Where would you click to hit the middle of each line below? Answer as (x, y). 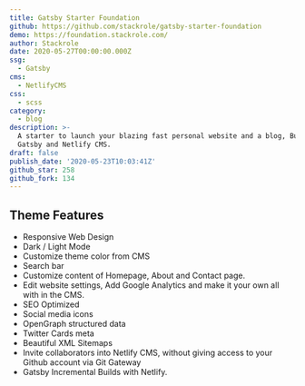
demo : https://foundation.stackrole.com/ (89, 35)
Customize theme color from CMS (86, 256)
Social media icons (58, 314)
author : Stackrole (44, 43)
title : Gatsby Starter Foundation (75, 18)
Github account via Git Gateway (82, 362)
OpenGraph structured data (74, 324)
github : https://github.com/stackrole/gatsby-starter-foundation (135, 26)
